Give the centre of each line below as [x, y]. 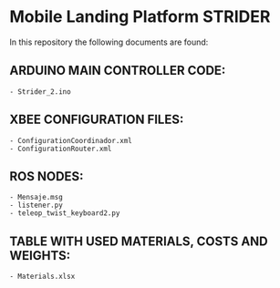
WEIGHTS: [40, 256]
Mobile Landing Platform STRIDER [140, 17]
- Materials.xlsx [42, 277]
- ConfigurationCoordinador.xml [71, 140]
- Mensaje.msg [36, 198]
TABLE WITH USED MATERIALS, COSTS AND [139, 241]
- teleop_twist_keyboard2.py [65, 213]
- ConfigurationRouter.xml [61, 149]
